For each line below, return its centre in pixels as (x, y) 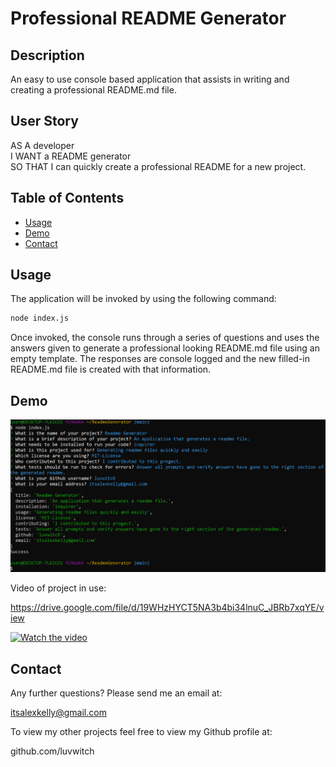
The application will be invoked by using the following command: (143, 299)
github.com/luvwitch (52, 751)
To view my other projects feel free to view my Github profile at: (141, 732)
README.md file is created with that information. (111, 369)
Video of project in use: (58, 588)
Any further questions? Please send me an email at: (116, 693)
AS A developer (42, 145)
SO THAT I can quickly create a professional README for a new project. (158, 166)
